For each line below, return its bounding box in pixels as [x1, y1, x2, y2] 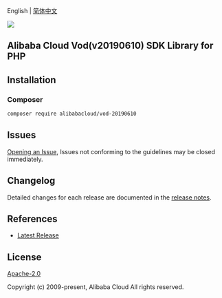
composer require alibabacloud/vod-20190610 [7, 110, 137, 118]
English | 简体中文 [7, 7, 58, 14]
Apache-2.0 [7, 270, 41, 278]
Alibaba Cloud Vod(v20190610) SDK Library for [7, 40, 214, 52]
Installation [7, 74, 56, 85]
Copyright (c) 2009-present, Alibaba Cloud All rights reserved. [7, 283, 184, 291]
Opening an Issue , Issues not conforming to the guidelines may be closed [7, 147, 215, 156]
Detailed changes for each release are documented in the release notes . [7, 193, 212, 202]
